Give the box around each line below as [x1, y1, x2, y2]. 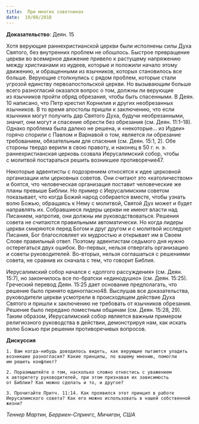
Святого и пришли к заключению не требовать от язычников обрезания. [6, 299, 192, 307]
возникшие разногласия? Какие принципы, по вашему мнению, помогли [6, 353, 178, 360]
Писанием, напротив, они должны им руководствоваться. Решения [6, 212, 179, 219]
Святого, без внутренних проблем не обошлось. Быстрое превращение [6, 48, 190, 55]
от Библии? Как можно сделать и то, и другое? [6, 379, 124, 385]
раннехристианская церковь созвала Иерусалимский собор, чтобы [6, 150, 179, 157]
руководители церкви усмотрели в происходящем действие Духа [6, 293, 175, 301]
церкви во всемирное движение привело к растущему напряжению [6, 55, 181, 62]
